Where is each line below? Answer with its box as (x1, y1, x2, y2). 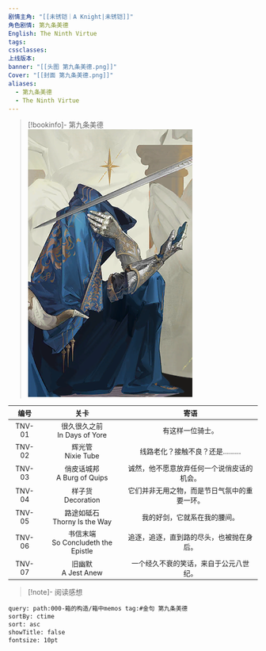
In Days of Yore (57, 431, 108, 440)
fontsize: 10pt (8, 637, 59, 645)
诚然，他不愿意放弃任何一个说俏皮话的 (127, 463, 253, 473)
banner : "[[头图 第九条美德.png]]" (8, 63, 117, 71)
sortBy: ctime (8, 613, 55, 621)
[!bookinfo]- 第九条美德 (27, 120, 104, 130)
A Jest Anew (61, 568, 103, 578)
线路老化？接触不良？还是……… (139, 446, 241, 456)
